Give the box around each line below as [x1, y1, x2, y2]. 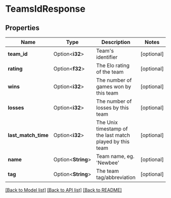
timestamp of [96, 125, 128, 132]
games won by [96, 83, 131, 90]
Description [101, 39, 131, 46]
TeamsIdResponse [5, 3, 85, 15]
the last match [96, 131, 130, 139]
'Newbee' [96, 159, 120, 166]
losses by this [96, 104, 129, 111]
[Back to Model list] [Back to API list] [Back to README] [5, 187, 122, 193]
